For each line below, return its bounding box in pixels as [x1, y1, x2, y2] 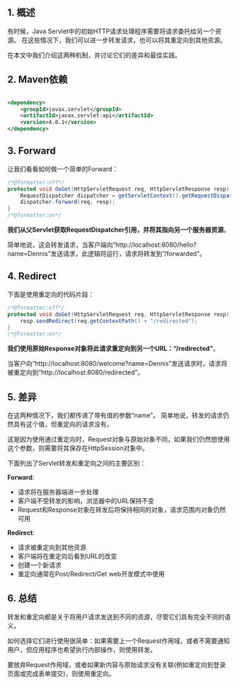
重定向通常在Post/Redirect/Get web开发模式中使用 [17, 570, 165, 578]
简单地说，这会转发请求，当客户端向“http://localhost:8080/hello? [7, 240, 197, 250]
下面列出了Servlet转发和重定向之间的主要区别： [7, 459, 147, 468]
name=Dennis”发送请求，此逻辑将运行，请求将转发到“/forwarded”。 [7, 250, 206, 258]
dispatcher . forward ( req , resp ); [20, 198, 115, 206]
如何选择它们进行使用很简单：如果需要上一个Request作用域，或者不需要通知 [7, 637, 230, 645]
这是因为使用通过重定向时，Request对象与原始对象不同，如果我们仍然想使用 [7, 435, 230, 444]
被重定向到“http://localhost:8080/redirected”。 [7, 368, 144, 377]
